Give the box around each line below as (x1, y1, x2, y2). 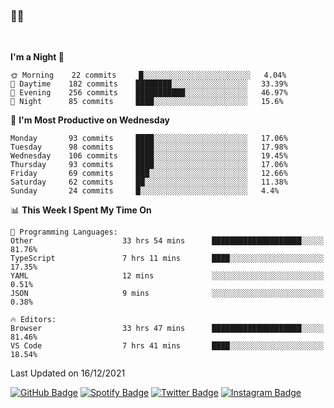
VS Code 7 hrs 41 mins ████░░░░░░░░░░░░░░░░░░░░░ (10, 341, 325, 351)
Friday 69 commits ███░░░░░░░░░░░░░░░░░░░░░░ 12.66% (10, 169, 288, 179)
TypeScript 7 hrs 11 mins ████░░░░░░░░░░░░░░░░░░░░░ (10, 254, 325, 264)
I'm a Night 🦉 (10, 51, 65, 63)
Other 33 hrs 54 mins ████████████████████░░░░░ (10, 236, 325, 246)
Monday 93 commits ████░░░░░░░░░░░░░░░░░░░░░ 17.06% (10, 134, 288, 144)
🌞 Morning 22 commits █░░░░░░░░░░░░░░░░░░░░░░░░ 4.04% (10, 70, 287, 81)
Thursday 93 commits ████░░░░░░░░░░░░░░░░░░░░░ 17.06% (10, 160, 288, 170)
